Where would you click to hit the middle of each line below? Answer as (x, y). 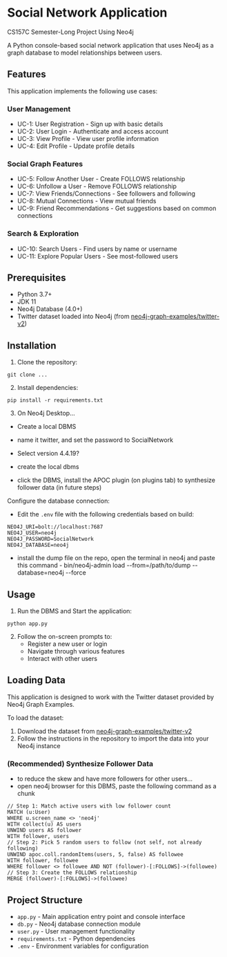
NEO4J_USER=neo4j (32, 533)
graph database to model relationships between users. (85, 53)
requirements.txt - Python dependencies (76, 939)
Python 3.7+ (34, 295)
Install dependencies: (48, 388)
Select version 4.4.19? (48, 454)
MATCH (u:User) (29, 812)
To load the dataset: (36, 718)
